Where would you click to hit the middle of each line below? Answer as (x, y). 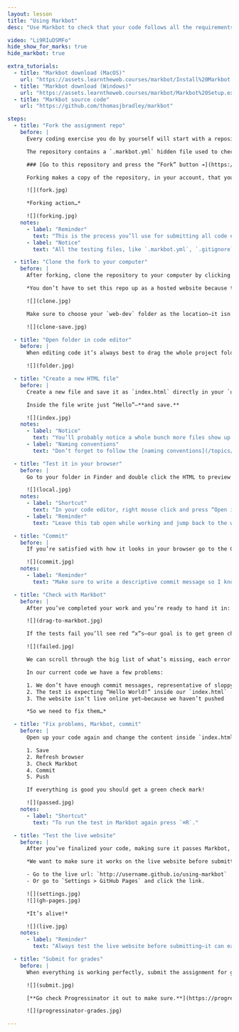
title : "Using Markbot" (43, 21)
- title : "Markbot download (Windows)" (73, 86)
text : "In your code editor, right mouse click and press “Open (130, 510)
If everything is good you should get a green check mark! (115, 790)
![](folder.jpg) (50, 366)
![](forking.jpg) (52, 216)
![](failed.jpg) (50, 647)
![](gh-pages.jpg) (53, 900)
